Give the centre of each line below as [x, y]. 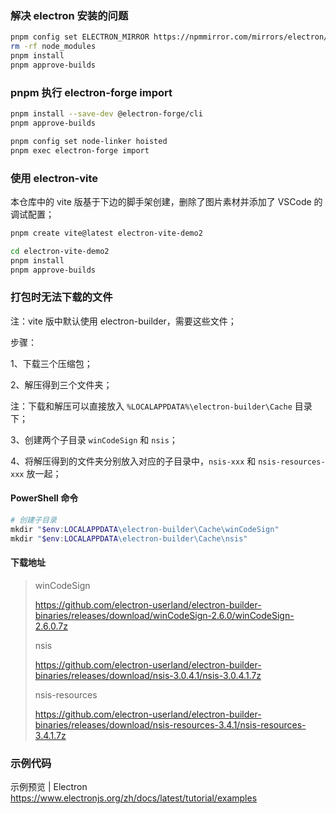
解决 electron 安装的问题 [69, 15]
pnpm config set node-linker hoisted [89, 141]
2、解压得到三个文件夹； [61, 384]
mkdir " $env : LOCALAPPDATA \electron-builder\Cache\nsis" [129, 538]
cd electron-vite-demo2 [60, 251]
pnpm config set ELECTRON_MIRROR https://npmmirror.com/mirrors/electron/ [169, 37]
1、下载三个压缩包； [51, 363]
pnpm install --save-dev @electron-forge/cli [106, 114]
